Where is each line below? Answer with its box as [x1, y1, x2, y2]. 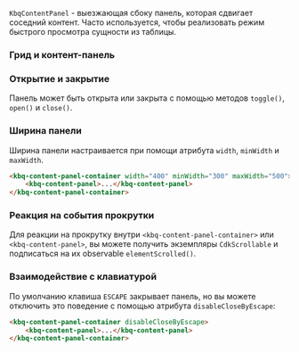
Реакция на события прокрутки [9, 209, 155, 222]
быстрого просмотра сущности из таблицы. [9, 27, 176, 37]
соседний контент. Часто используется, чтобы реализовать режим [9, 17, 265, 28]
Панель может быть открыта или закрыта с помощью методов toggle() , [9, 93, 285, 103]
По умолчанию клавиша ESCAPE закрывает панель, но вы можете [9, 291, 256, 301]
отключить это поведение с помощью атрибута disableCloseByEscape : [9, 300, 276, 311]
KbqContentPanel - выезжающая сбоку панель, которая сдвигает [9, 8, 254, 18]
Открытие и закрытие [9, 72, 109, 85]
